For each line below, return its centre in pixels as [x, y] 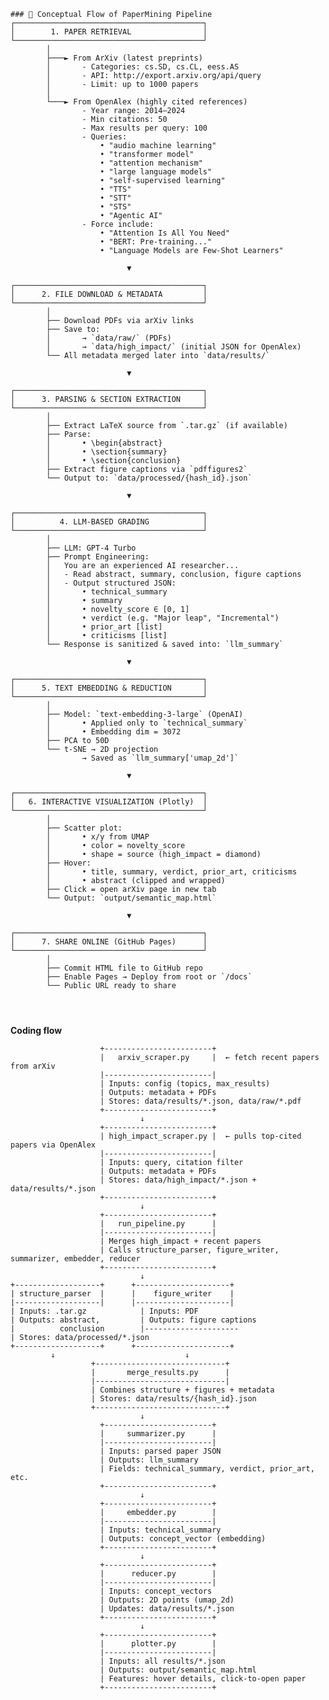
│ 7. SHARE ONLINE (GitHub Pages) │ [109, 942]
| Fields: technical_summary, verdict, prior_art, [207, 1469]
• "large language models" [156, 172]
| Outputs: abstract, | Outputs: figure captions [133, 1320]
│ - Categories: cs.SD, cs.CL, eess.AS [143, 67]
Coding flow [36, 1030]
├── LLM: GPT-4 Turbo [91, 548]
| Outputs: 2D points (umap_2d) [167, 1600]
